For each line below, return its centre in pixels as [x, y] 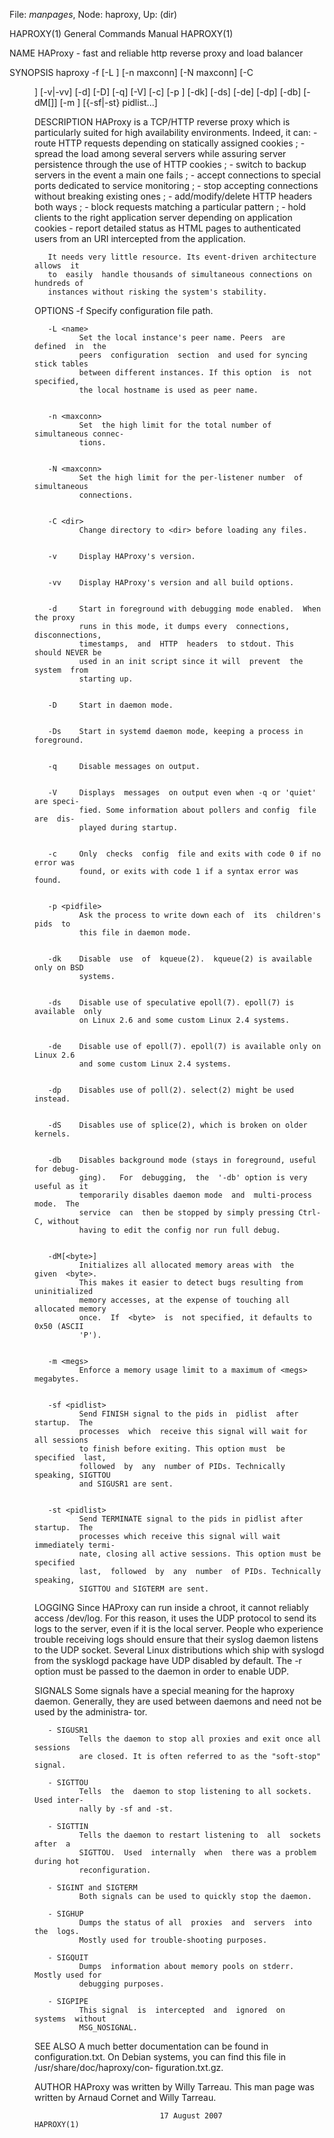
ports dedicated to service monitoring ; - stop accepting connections [176, 185]
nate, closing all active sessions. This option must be [200, 1554]
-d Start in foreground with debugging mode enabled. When [184, 609]
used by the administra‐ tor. [91, 1712]
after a [52, 1844]
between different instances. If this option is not [195, 373]
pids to [52, 924]
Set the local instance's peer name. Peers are [182, 338]
